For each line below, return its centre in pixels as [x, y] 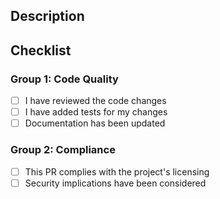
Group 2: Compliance [63, 150]
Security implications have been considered [115, 183]
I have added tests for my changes [96, 112]
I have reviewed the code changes [95, 101]
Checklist [41, 50]
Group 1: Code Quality [64, 79]
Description [47, 16]
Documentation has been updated [95, 123]
